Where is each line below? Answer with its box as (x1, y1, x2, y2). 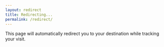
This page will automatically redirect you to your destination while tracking (5, 31, 159, 37)
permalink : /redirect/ (5, 17, 53, 22)
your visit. (5, 36, 26, 42)
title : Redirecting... (5, 12, 53, 17)
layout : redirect (5, 7, 42, 13)
